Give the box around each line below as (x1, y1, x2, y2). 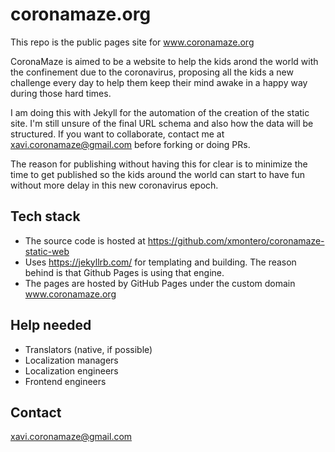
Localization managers (24, 354, 119, 366)
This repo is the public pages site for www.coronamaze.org (10, 36, 255, 48)
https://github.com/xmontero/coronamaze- (147, 234, 325, 247)
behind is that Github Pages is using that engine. (24, 266, 225, 278)
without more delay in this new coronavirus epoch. (10, 179, 219, 191)
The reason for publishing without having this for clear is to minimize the (10, 158, 308, 170)
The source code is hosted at (24, 234, 146, 247)
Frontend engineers (24, 375, 107, 387)
